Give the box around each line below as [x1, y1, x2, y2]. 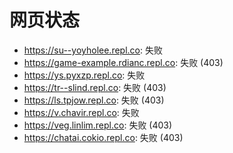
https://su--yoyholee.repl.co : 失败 [23, 44, 163, 56]
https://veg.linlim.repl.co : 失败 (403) [23, 119, 173, 131]
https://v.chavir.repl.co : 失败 [23, 106, 140, 118]
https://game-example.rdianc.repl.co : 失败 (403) [23, 56, 224, 68]
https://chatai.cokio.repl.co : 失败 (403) [23, 131, 184, 143]
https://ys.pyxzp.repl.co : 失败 [23, 69, 146, 81]
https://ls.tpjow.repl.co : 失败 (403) [23, 94, 165, 106]
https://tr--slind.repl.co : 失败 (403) [23, 81, 167, 93]
